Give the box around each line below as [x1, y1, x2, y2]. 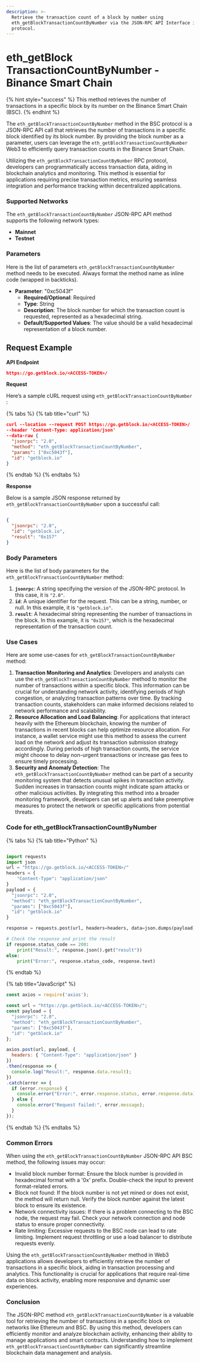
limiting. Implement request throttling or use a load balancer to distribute [14, 1233, 192, 1241]
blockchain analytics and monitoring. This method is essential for [6, 170, 165, 177]
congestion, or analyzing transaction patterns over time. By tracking [14, 694, 182, 702]
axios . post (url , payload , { [6, 1046, 76, 1053]
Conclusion [6, 1298, 40, 1306]
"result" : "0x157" [11, 534, 58, 540]
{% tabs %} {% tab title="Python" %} [6, 837, 98, 844]
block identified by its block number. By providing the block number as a [6, 133, 184, 140]
